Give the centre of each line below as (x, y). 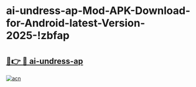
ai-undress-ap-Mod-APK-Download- (98, 11)
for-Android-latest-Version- (76, 23)
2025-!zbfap (38, 36)
